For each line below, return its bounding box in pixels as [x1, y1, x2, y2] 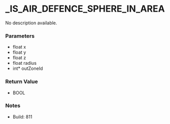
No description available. [5, 20, 57, 26]
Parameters [5, 32, 35, 39]
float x [12, 44, 26, 50]
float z [12, 55, 26, 61]
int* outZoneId [12, 65, 43, 71]
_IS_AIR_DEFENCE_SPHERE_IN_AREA [5, 3, 165, 15]
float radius [12, 60, 37, 66]
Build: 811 [12, 113, 32, 119]
